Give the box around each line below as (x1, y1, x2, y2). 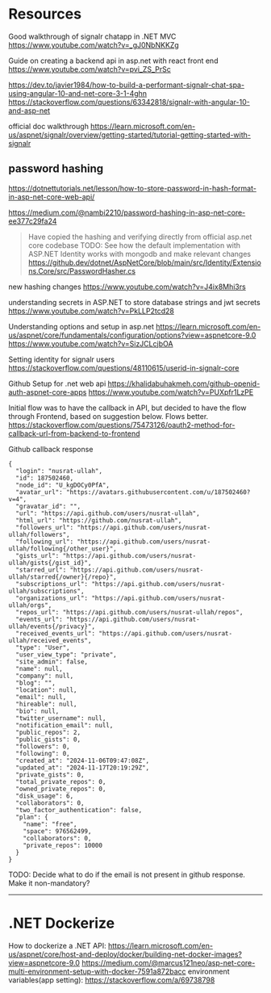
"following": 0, (15, 749, 70, 757)
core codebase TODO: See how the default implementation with (27, 240, 240, 250)
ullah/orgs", (8, 601, 52, 610)
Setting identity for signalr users (8, 354, 115, 364)
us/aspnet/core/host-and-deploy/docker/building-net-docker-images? (8, 949, 242, 959)
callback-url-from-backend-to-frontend (8, 429, 140, 438)
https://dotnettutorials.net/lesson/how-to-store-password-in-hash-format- (8, 183, 256, 193)
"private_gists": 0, (15, 770, 85, 779)
